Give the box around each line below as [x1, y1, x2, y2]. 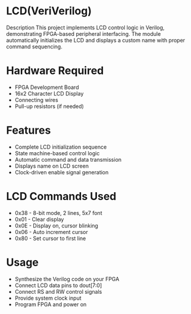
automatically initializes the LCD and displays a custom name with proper [6, 36, 186, 44]
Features [6, 124, 51, 137]
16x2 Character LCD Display [14, 90, 84, 97]
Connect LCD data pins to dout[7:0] [14, 282, 102, 289]
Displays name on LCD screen [14, 162, 89, 170]
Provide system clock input [14, 294, 82, 301]
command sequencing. [6, 43, 62, 50]
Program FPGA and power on [14, 300, 87, 308]
